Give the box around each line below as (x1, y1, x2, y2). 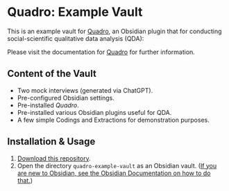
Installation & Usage (7, 136, 96, 147)
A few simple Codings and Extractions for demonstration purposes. (17, 116, 210, 124)
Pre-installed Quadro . (17, 101, 80, 109)
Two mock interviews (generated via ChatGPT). (17, 86, 153, 94)
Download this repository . (17, 154, 92, 163)
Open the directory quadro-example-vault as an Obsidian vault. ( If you (17, 161, 217, 170)
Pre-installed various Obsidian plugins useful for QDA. (17, 108, 172, 116)
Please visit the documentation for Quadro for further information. (7, 48, 196, 56)
